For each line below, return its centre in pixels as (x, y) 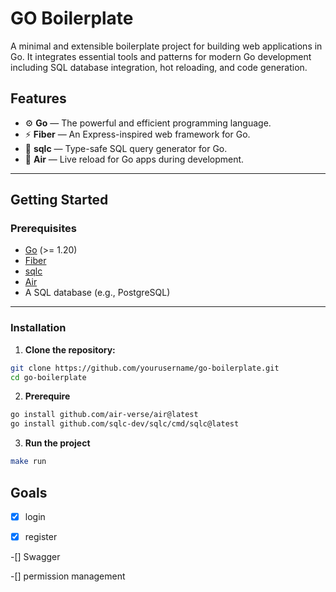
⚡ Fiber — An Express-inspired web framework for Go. (137, 134)
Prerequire (47, 396)
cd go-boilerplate (48, 377)
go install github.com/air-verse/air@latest (104, 415)
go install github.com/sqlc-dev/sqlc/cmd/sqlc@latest (125, 424)
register (41, 536)
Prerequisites (43, 229)
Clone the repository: (70, 349)
